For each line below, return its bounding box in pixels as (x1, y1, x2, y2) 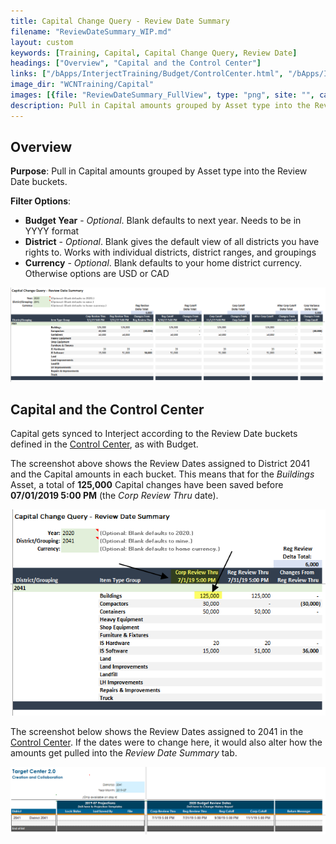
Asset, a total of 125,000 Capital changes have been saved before (10, 479, 284, 491)
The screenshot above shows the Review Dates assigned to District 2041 (10, 458, 310, 470)
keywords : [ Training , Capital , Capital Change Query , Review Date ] (10, 48, 298, 58)
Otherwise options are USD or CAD (24, 268, 170, 280)
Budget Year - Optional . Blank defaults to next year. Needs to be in (24, 215, 302, 227)
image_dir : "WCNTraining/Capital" (10, 80, 155, 90)
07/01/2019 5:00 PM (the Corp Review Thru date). (10, 490, 219, 502)
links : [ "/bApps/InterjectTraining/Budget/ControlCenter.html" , (10, 69, 284, 79)
